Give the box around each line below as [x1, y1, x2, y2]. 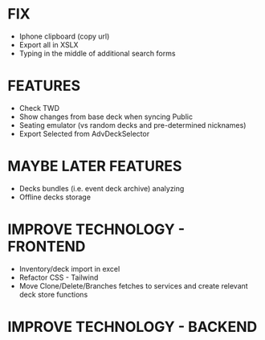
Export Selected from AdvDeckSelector [18, 129, 150, 138]
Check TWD [18, 103, 60, 113]
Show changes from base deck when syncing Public [18, 112, 194, 121]
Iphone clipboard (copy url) [18, 31, 110, 41]
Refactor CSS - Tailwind [18, 272, 99, 282]
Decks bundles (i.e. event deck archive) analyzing [18, 183, 185, 193]
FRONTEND [7, 238, 86, 256]
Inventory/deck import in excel [18, 264, 120, 273]
